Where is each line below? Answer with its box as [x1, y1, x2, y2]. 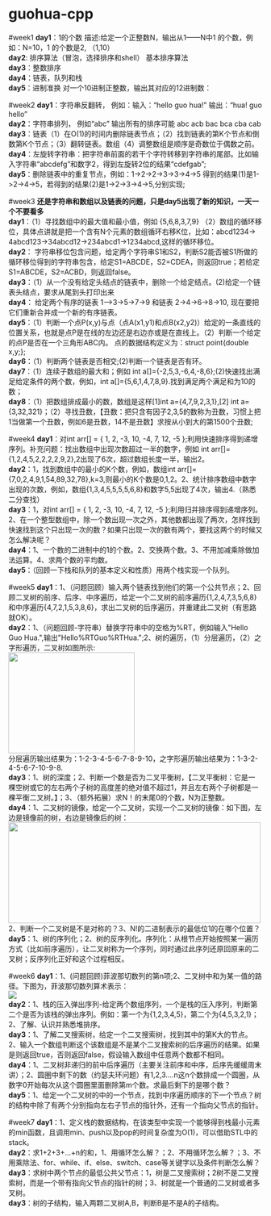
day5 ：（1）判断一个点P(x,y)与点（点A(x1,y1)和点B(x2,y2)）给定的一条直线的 [8, 317, 261, 327]
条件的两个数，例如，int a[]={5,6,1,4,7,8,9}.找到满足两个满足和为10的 [29, 376, 256, 386]
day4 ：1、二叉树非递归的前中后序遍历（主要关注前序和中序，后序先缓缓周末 [8, 1059, 262, 1069]
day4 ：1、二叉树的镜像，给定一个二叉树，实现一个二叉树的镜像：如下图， [8, 802, 256, 812]
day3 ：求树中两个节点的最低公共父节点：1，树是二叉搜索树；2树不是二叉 [8, 1168, 252, 1177]
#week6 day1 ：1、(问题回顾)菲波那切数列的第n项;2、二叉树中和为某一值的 [8, 971, 256, 980]
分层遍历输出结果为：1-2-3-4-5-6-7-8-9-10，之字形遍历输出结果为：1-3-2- [8, 754, 259, 763]
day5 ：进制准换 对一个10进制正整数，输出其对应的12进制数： [8, 82, 212, 93]
